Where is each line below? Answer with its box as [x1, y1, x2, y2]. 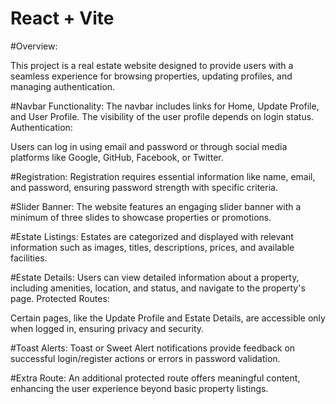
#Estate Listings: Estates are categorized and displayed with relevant [10, 230, 294, 242]
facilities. [10, 252, 48, 264]
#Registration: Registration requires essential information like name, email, [10, 170, 316, 182]
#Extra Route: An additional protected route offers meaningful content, [10, 372, 301, 384]
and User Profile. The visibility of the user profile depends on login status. [10, 110, 315, 122]
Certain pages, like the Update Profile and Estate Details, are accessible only [10, 312, 326, 324]
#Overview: [10, 40, 58, 52]
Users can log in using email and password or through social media [10, 140, 288, 152]
